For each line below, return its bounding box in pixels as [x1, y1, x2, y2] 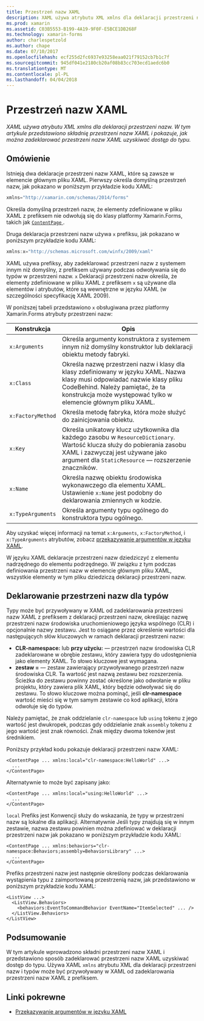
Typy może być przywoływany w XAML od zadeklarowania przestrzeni [6, 607, 183, 615]
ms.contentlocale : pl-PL [6, 71, 69, 77]
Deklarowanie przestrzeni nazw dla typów [6, 591, 169, 601]
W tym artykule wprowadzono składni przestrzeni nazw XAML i [6, 949, 165, 956]
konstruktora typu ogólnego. [61, 514, 143, 522]
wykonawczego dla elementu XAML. [61, 481, 166, 489]
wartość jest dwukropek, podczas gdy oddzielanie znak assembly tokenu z [6, 721, 192, 728]
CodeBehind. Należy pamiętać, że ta [61, 383, 166, 391]
